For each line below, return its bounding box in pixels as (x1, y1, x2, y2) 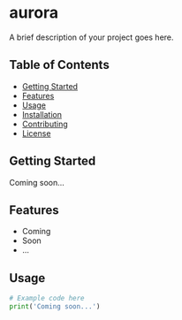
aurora (9, 3, 59, 23)
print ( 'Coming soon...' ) (9, 302, 101, 311)
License (21, 127, 51, 139)
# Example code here (9, 294, 86, 303)
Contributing (21, 118, 68, 129)
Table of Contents (9, 57, 110, 72)
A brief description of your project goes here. (9, 32, 174, 42)
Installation (21, 109, 63, 119)
